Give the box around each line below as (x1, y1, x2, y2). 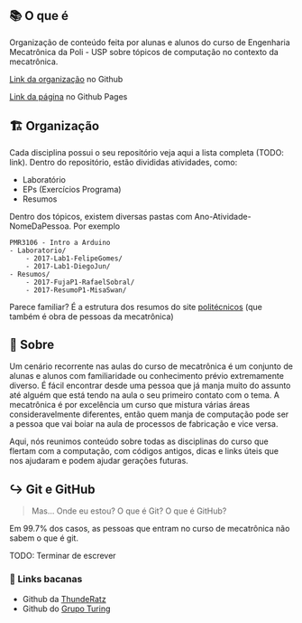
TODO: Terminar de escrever (9, 551, 116, 562)
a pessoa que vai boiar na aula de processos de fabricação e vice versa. (9, 419, 279, 429)
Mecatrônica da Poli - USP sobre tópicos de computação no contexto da (9, 46, 279, 57)
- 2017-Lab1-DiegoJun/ (25, 261, 111, 270)
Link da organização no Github (9, 73, 124, 84)
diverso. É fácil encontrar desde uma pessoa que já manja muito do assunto (9, 380, 291, 392)
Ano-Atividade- (194, 211, 252, 222)
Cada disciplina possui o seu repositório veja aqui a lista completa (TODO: (9, 146, 284, 157)
